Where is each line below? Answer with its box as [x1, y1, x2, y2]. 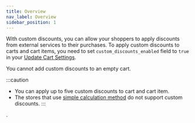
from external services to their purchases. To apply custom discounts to [6, 41, 180, 48]
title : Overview [6, 8, 46, 15]
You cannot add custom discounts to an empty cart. [6, 65, 131, 72]
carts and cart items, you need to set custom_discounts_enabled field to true [6, 48, 189, 55]
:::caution [6, 76, 29, 83]
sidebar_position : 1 [6, 19, 57, 25]
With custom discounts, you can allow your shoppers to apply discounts [6, 36, 180, 43]
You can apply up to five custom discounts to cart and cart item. [14, 88, 170, 95]
